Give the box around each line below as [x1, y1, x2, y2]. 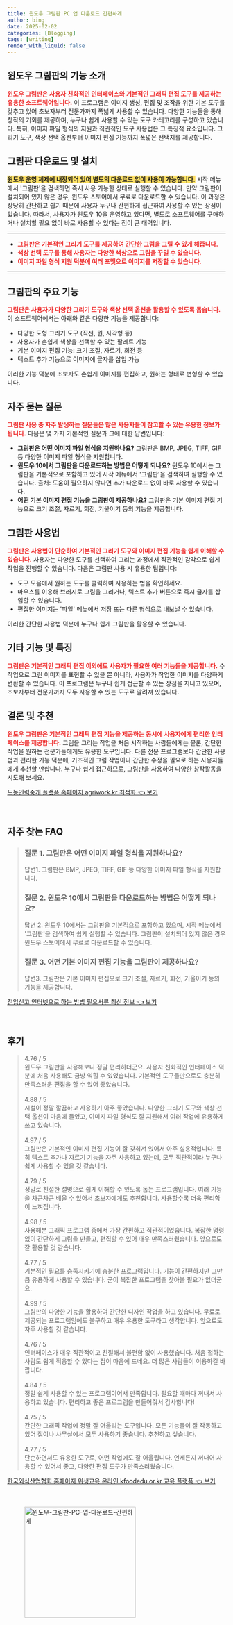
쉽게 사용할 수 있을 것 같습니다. [24, 1161, 107, 1170]
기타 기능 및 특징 [7, 642, 73, 653]
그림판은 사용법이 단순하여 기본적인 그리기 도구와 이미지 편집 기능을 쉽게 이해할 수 [7, 547, 225, 556]
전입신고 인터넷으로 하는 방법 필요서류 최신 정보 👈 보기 [7, 997, 157, 1006]
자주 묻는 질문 [7, 401, 62, 412]
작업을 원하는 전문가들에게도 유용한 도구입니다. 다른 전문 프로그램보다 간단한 [7, 747, 213, 756]
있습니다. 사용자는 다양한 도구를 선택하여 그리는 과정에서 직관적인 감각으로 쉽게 [7, 556, 221, 564]
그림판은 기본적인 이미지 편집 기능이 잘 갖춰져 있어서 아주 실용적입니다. [24, 1144, 215, 1153]
